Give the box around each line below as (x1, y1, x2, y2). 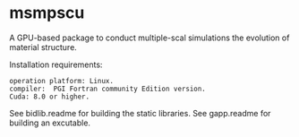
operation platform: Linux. (9, 76, 115, 85)
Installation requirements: (9, 59, 103, 70)
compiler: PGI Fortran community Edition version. (9, 84, 206, 93)
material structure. (9, 41, 78, 52)
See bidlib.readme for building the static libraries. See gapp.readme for (9, 107, 271, 118)
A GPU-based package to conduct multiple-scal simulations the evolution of (9, 32, 290, 43)
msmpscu (9, 3, 85, 23)
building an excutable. (9, 117, 91, 128)
